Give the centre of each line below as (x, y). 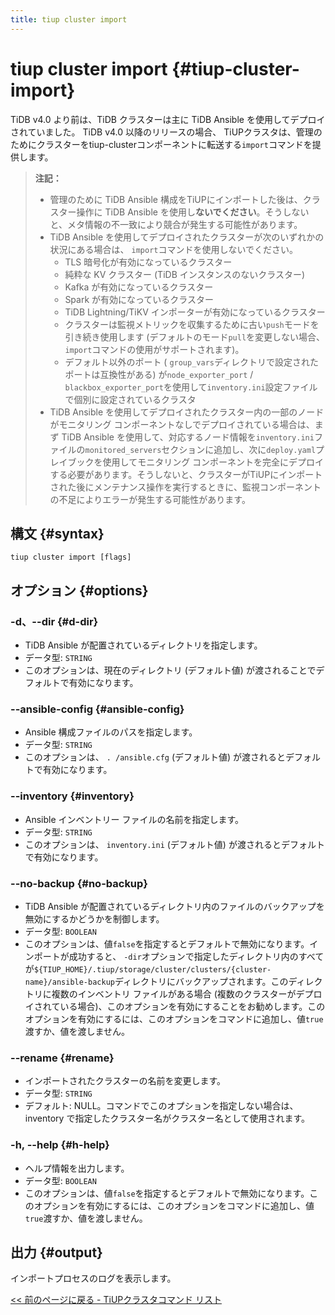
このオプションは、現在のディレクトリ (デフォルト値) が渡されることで (170, 670)
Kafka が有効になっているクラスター (139, 287)
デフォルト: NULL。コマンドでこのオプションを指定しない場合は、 (161, 1106)
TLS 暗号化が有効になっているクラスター (148, 262)
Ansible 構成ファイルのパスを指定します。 (111, 732)
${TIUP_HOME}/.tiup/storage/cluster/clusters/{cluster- (152, 969)
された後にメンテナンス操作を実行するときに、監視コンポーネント (185, 487)
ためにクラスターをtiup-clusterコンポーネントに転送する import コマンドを (161, 144)
